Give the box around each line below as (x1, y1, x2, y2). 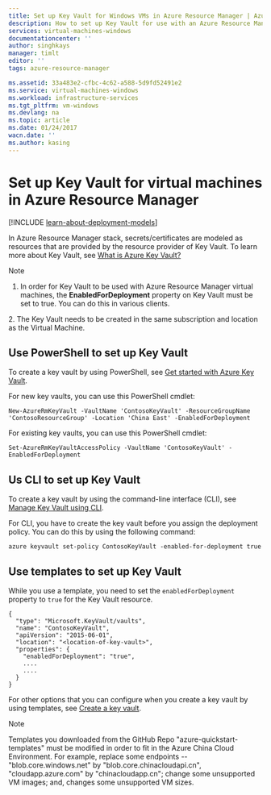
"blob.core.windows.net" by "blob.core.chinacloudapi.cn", (8, 760, 202, 770)
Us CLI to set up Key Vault (8, 472, 141, 486)
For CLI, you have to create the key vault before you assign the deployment (8, 518, 258, 528)
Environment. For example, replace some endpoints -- (8, 751, 188, 761)
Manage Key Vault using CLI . (8, 503, 104, 513)
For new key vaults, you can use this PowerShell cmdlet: (8, 392, 195, 402)
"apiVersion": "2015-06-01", (15, 631, 114, 639)
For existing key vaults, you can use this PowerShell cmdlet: (8, 428, 207, 438)
